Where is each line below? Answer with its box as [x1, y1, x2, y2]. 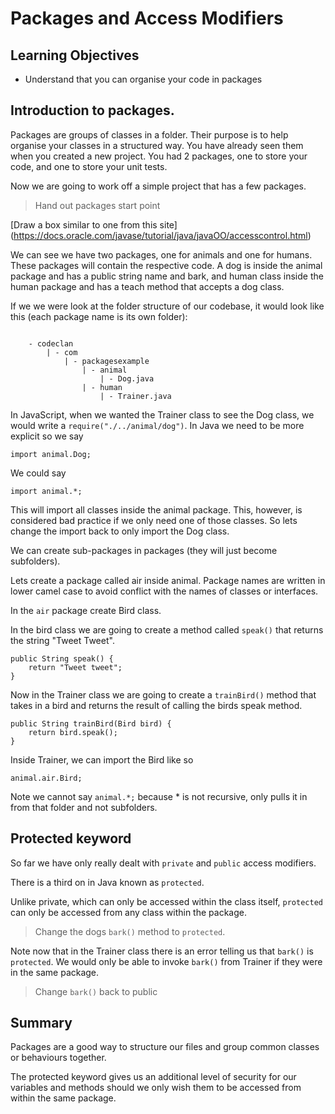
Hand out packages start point [34, 199, 161, 211]
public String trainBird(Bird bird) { [10, 718, 172, 729]
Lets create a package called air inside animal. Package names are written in [10, 574, 326, 586]
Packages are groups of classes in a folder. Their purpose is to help [10, 128, 289, 141]
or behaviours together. [10, 1052, 107, 1064]
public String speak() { [10, 653, 114, 664]
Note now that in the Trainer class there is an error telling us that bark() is [10, 945, 314, 957]
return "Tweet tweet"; [28, 662, 123, 672]
